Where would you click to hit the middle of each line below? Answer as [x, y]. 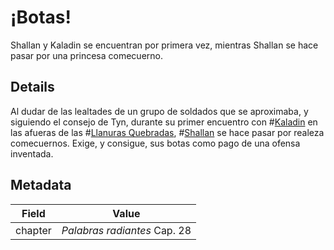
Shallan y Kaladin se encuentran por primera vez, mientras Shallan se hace [164, 45]
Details [32, 87]
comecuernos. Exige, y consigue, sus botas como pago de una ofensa [155, 143]
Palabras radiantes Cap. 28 [126, 230]
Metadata [41, 185]
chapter [33, 230]
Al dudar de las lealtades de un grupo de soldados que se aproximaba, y [159, 111]
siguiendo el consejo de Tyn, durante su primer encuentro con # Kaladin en [164, 122]
